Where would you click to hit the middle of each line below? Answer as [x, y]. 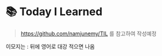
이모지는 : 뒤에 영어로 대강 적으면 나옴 [50, 46]
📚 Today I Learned [54, 12]
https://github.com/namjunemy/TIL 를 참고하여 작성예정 [88, 33]
